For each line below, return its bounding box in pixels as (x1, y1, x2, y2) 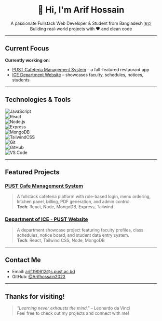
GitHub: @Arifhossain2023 (12, 274, 66, 280)
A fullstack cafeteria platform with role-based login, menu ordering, (16, 194, 151, 199)
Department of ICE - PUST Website (5, 216, 88, 223)
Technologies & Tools (5, 95, 71, 104)
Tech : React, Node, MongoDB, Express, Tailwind (16, 204, 113, 210)
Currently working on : (5, 57, 50, 63)
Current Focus (5, 45, 49, 53)
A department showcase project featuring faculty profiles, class (16, 227, 144, 233)
